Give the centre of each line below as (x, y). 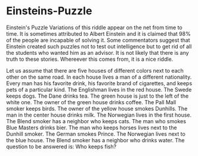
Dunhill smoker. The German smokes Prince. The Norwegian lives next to (96, 134)
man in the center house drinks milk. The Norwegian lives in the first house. (99, 115)
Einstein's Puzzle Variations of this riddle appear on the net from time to (95, 27)
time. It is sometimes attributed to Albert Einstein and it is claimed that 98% (98, 33)
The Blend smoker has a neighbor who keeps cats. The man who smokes (96, 121)
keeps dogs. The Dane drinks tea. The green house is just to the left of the (98, 96)
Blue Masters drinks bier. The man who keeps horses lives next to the (92, 127)
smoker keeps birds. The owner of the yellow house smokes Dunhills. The (97, 108)
